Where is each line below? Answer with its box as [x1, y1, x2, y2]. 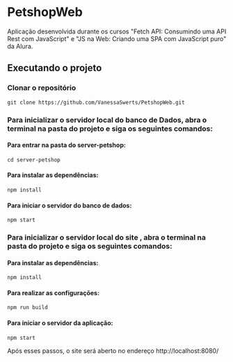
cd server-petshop [7, 156, 61, 164]
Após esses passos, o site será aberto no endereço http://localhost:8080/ [7, 346, 219, 355]
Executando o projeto [7, 62, 102, 74]
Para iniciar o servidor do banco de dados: [7, 201, 132, 210]
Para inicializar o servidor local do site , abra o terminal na [7, 233, 207, 242]
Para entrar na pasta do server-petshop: [7, 141, 127, 150]
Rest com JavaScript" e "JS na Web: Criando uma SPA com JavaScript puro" [7, 34, 227, 42]
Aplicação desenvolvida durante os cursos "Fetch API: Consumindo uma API [7, 27, 227, 36]
